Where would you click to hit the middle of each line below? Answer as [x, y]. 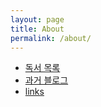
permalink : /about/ [51, 38]
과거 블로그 [46, 80]
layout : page [37, 19]
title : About [37, 29]
